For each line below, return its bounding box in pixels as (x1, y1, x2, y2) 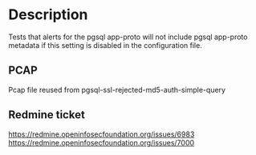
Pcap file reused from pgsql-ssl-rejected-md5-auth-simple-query (8, 85, 226, 94)
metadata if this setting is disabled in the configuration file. (8, 40, 202, 50)
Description (8, 6, 88, 24)
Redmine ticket (8, 108, 86, 121)
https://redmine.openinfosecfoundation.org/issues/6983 (8, 129, 195, 139)
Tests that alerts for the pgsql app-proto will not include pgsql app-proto (8, 32, 248, 42)
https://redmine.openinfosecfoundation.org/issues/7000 (8, 137, 195, 147)
